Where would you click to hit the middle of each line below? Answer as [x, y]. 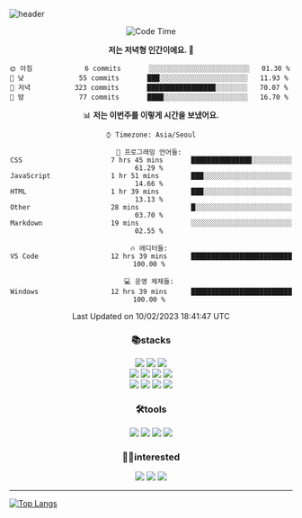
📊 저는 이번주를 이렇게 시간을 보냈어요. [151, 115]
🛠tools [151, 409]
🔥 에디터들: [149, 248]
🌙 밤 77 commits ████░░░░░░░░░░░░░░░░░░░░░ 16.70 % [149, 97]
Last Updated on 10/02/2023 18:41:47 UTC [151, 316]
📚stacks [151, 340]
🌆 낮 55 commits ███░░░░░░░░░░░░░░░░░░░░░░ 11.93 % [149, 78]
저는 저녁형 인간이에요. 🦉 [151, 50]
